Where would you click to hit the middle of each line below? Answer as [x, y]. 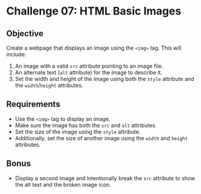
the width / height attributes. [49, 85]
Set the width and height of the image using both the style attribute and [104, 79]
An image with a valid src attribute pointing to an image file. [89, 66]
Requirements [33, 104]
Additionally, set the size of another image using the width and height [101, 138]
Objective [25, 34]
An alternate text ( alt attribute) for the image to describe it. [89, 73]
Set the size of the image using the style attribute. [78, 132]
